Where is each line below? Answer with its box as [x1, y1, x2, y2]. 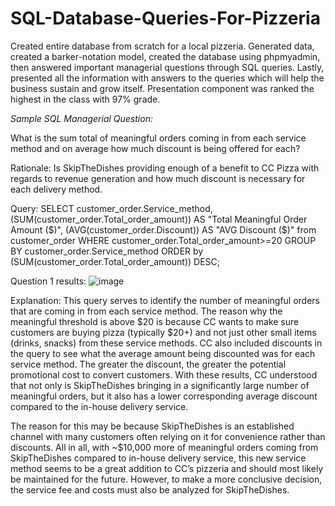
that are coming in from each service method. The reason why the [10, 305, 283, 317]
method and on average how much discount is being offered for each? [10, 142, 301, 154]
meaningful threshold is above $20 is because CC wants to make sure [10, 315, 300, 327]
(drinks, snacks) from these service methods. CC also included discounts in [10, 337, 323, 349]
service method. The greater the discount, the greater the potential [10, 358, 287, 370]
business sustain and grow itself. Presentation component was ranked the [10, 82, 315, 94]
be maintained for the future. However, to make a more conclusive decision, [10, 473, 323, 485]
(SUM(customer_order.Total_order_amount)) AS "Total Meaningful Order [10, 213, 308, 225]
